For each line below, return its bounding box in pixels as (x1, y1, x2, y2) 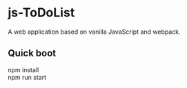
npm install (8, 65, 39, 74)
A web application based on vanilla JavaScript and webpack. (8, 27, 181, 36)
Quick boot (8, 47, 57, 59)
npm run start (8, 73, 47, 81)
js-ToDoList (8, 5, 75, 21)
